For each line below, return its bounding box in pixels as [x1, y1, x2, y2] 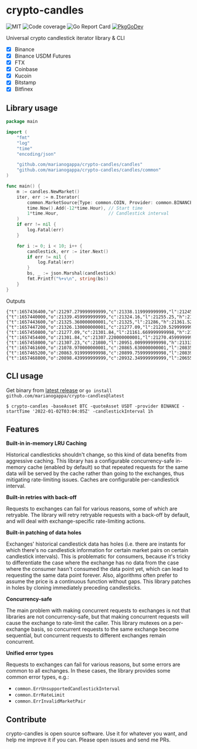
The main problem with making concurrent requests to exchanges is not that [6, 607, 191, 614]
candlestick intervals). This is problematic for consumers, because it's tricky [6, 553, 191, 560]
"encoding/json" [16, 151, 57, 157]
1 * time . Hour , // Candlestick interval [27, 210, 169, 216]
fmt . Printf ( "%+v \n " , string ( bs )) [27, 276, 109, 282]
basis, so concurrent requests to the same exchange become [31, 626, 179, 633]
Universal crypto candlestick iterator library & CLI [6, 34, 125, 41]
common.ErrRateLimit [14, 692, 65, 698]
